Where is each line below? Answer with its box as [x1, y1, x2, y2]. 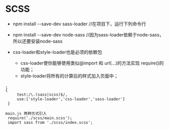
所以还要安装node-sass [12, 38, 63, 44]
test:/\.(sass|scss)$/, [16, 92, 68, 97]
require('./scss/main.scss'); [7, 115, 72, 121]
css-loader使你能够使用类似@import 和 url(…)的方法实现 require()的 [20, 60, 164, 66]
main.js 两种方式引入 [5, 111, 47, 116]
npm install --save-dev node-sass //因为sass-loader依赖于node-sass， [12, 31, 164, 38]
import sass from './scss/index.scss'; [7, 120, 93, 125]
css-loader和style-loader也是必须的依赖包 [12, 49, 102, 55]
